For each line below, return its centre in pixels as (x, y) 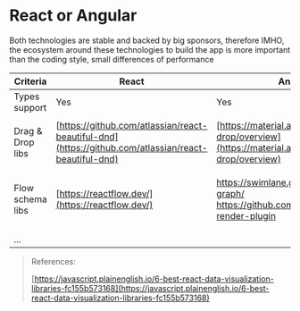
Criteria (30, 81)
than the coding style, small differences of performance (112, 59)
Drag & (28, 130)
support (30, 107)
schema (30, 199)
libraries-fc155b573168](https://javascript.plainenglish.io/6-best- (150, 288)
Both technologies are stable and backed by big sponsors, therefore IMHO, (147, 40)
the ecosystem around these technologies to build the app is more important (150, 49)
